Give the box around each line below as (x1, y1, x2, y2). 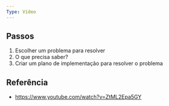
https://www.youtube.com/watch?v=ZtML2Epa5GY (14, 93, 142, 101)
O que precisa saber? (14, 54, 69, 61)
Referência (6, 77, 48, 87)
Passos (6, 31, 34, 42)
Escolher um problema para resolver (14, 47, 105, 54)
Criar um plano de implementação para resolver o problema (14, 60, 164, 67)
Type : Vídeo (6, 8, 36, 15)
